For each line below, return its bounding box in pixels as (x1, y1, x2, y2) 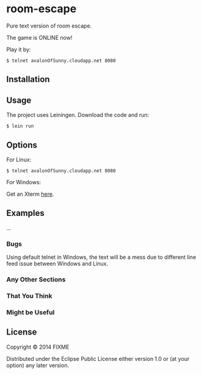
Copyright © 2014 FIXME (6, 343, 70, 351)
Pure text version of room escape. (6, 22, 92, 29)
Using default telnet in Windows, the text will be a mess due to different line (6, 253, 197, 261)
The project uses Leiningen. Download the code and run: (6, 111, 150, 119)
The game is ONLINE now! (6, 34, 73, 41)
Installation (6, 74, 50, 84)
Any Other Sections (6, 275, 66, 283)
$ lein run (6, 123, 34, 130)
